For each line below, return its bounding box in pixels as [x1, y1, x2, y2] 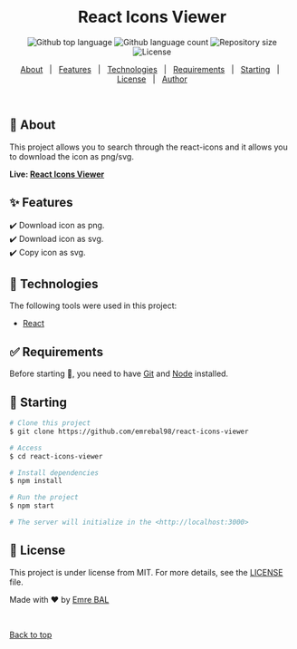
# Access [9, 443, 43, 452]
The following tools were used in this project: [9, 300, 177, 311]
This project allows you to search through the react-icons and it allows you [9, 141, 288, 152]
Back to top [9, 629, 53, 640]
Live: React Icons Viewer [9, 169, 105, 179]
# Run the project [9, 493, 79, 502]
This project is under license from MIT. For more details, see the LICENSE [9, 567, 283, 577]
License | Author [116, 73, 188, 84]
